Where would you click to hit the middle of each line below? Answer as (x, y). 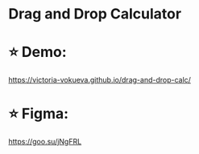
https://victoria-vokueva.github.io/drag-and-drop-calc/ (100, 80)
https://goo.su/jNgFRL (45, 142)
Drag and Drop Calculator (95, 14)
